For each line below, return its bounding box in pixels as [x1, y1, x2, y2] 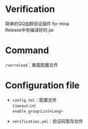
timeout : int [12, 102, 36, 108]
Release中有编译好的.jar [5, 26, 54, 33]
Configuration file [5, 80, 80, 91]
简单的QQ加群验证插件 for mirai [5, 20, 70, 26]
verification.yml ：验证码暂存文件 [12, 118, 84, 124]
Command [5, 45, 49, 56]
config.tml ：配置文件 [12, 96, 57, 103]
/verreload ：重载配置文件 [5, 61, 58, 68]
